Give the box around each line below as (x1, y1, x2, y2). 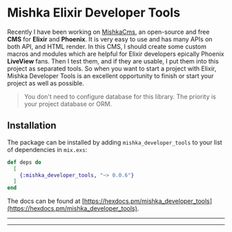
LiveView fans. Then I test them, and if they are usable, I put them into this (7, 57, 219, 65)
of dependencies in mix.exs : (7, 145, 88, 153)
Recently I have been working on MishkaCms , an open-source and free (7, 28, 210, 36)
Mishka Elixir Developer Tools (7, 5, 181, 21)
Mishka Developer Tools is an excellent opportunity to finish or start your (7, 71, 214, 80)
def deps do (7, 159, 41, 166)
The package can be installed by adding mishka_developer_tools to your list (7, 138, 222, 146)
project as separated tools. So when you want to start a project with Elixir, (7, 64, 217, 72)
